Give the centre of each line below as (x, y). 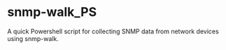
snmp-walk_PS (52, 12)
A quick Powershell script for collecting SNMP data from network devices (113, 31)
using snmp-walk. (33, 38)
